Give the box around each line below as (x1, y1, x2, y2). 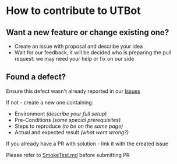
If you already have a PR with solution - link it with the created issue (6, 140, 169, 147)
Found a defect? (6, 72, 66, 82)
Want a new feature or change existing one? (6, 27, 169, 37)
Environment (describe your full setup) (14, 110, 107, 117)
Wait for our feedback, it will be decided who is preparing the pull (14, 49, 172, 56)
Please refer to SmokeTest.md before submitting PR (6, 151, 130, 158)
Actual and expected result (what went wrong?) (14, 128, 129, 135)
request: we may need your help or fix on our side (14, 55, 134, 62)
